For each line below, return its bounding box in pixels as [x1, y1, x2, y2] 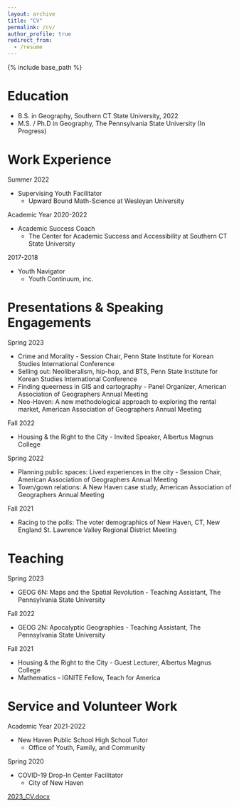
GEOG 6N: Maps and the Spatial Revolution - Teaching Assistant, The [17, 588, 221, 596]
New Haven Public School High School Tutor [17, 735, 148, 744]
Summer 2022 [7, 175, 50, 184]
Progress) [17, 126, 47, 135]
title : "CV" [7, 17, 43, 24]
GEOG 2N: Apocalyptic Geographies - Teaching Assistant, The [17, 623, 201, 631]
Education [7, 88, 69, 104]
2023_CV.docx [7, 792, 51, 801]
